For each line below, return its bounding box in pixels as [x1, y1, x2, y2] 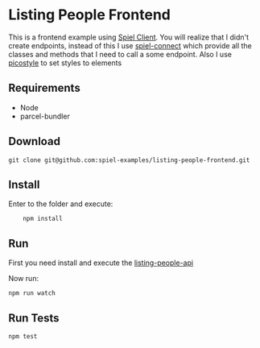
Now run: [8, 274, 39, 284]
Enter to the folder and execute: [8, 199, 113, 209]
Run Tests [8, 311, 60, 325]
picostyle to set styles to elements [8, 58, 122, 68]
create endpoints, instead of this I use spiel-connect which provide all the [8, 40, 252, 50]
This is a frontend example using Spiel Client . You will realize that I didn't [8, 32, 250, 42]
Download [8, 135, 60, 148]
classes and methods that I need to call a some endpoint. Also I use [8, 49, 232, 59]
